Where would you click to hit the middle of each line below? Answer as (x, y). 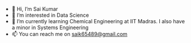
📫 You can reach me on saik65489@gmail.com (69, 34)
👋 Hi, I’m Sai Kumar (35, 9)
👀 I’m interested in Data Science (50, 15)
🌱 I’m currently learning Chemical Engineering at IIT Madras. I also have (98, 21)
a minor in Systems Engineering (50, 27)
